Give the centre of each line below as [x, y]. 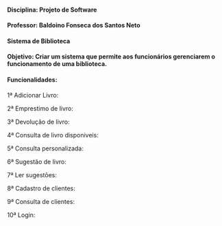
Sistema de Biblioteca [39, 41]
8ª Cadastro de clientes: [41, 188]
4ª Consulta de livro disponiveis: [53, 135]
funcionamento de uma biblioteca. [57, 64]
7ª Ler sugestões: [32, 174]
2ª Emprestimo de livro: [40, 108]
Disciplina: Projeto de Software [52, 10]
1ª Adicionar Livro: [33, 95]
